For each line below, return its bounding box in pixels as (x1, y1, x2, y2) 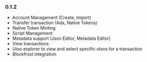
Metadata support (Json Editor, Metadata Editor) (12, 35, 111, 41)
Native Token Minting (12, 25, 56, 31)
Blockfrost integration (12, 51, 57, 57)
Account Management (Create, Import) (12, 15, 91, 21)
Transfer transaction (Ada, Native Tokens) (12, 20, 98, 26)
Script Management (12, 31, 53, 36)
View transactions (12, 41, 49, 47)
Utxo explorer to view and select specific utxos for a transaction (12, 46, 143, 52)
